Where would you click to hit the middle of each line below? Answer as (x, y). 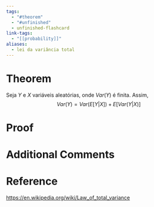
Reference (32, 181)
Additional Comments (60, 155)
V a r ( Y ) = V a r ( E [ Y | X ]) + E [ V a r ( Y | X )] (99, 104)
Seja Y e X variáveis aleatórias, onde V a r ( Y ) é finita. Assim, (77, 95)
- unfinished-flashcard (40, 28)
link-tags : (19, 33)
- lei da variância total (43, 50)
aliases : (17, 45)
